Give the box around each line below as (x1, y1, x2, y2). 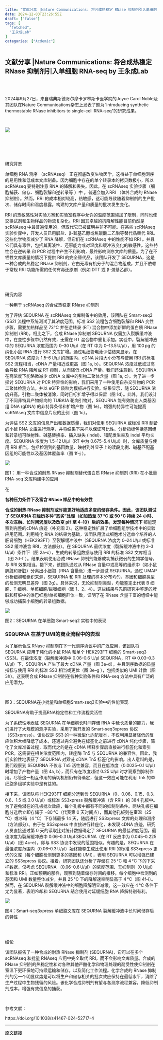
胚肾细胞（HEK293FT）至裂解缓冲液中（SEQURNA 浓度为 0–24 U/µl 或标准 (5, 537, 155, 543)
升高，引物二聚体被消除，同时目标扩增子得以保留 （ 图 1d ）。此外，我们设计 (9, 391, 158, 397)
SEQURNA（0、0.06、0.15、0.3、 (89, 791, 158, 797)
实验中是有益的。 (26, 781, 61, 786)
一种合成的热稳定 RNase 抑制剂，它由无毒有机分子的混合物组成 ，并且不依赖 (5, 260, 157, 266)
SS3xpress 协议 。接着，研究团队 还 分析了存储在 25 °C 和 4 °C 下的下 (14, 858, 151, 864)
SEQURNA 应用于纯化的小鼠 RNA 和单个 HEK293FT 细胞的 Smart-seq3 (5, 649, 147, 655)
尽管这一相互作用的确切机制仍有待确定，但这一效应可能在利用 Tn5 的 (13, 774, 151, 780)
